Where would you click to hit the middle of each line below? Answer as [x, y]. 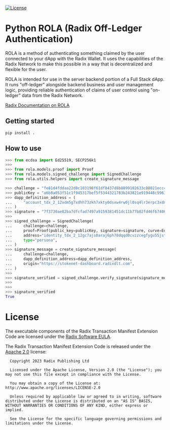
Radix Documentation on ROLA [37, 105]
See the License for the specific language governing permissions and [86, 419]
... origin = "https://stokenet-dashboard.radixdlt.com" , [70, 263]
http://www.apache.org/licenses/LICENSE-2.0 [53, 388]
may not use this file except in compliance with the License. [73, 374]
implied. [14, 410]
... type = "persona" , [31, 240]
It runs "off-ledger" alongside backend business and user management [79, 84]
